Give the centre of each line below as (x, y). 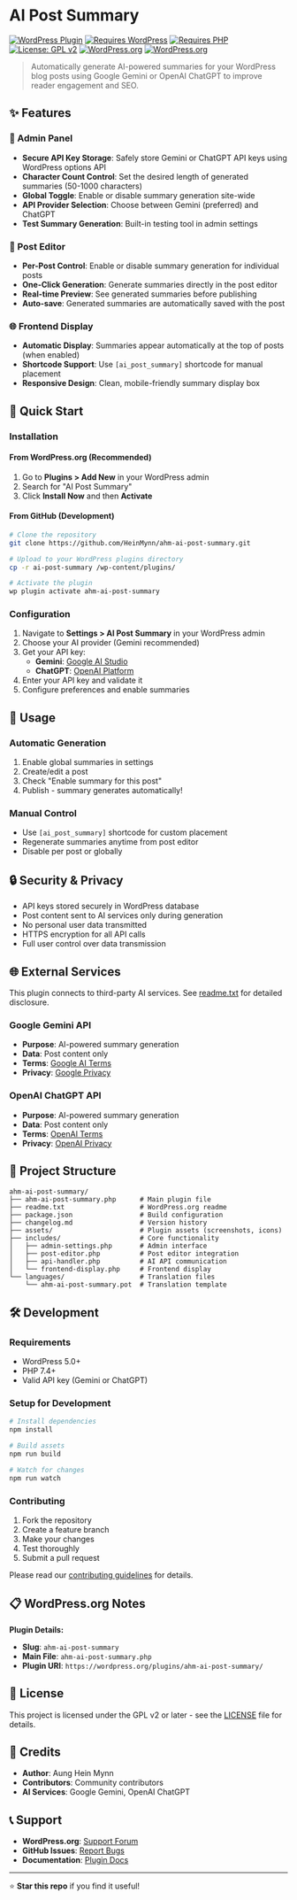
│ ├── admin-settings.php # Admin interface (108, 1246)
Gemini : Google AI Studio (81, 661)
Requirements (40, 1342)
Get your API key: (53, 653)
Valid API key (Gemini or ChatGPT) (85, 1380)
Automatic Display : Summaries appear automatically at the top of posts (153, 345)
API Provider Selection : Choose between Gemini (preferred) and (140, 205)
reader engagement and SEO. (84, 85)
